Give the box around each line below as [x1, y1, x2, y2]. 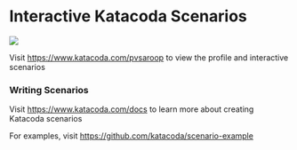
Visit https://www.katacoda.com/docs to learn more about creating [9, 104, 254, 114]
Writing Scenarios [9, 83, 89, 96]
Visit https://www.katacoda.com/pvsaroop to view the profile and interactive [9, 51, 289, 63]
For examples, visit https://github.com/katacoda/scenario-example [9, 130, 253, 141]
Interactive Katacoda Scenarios [9, 6, 247, 27]
